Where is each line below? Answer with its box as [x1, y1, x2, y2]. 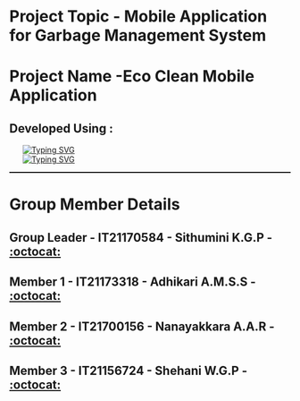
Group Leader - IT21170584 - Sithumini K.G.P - [9, 230, 273, 245]
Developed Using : [9, 121, 113, 136]
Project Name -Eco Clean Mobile [9, 66, 254, 87]
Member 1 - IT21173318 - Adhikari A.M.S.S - [9, 275, 256, 290]
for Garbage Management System [9, 25, 267, 46]
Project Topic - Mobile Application [9, 6, 268, 27]
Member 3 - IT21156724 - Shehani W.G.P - [9, 363, 248, 378]
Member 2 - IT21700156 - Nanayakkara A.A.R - [9, 319, 275, 334]
